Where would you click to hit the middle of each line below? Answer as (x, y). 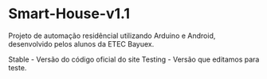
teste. (18, 67)
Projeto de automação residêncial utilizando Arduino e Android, (112, 36)
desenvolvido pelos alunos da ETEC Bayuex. (81, 43)
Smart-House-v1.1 (69, 14)
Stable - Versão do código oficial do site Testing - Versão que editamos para (134, 59)
